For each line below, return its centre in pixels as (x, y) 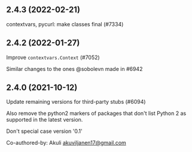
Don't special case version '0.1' (44, 131)
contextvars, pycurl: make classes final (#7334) (65, 24)
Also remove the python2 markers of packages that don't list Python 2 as (96, 113)
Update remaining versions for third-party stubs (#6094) (76, 102)
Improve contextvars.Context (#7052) (53, 57)
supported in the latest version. (45, 120)
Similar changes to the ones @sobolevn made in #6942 (74, 69)
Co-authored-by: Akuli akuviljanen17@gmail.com (66, 143)
